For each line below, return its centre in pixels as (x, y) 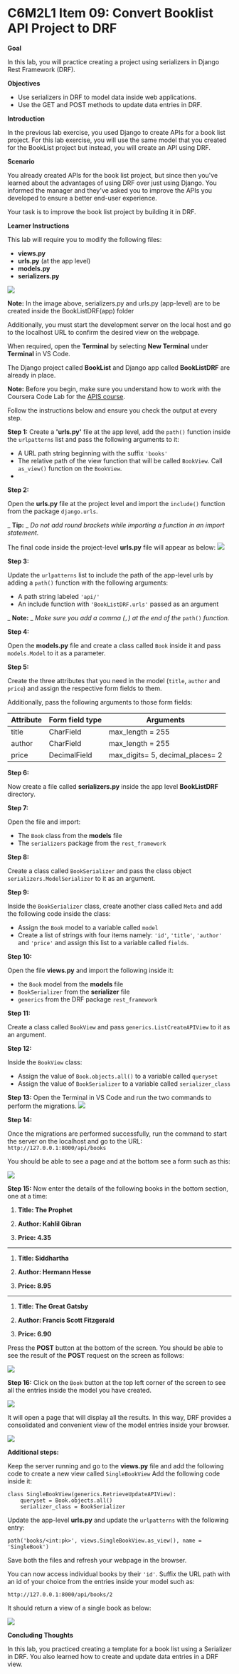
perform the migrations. (42, 1106)
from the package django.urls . (53, 511)
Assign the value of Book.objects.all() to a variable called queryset (118, 1076)
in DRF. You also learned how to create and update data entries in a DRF (113, 1656)
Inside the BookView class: (45, 1062)
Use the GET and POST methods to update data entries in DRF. (110, 104)
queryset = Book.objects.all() (67, 1501)
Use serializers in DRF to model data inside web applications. (107, 97)
